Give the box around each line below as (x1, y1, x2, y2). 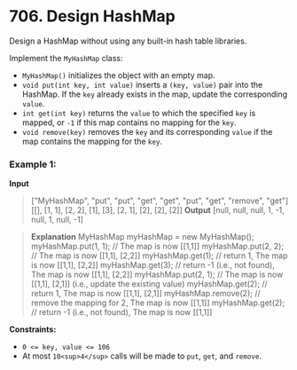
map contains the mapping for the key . (21, 136, 162, 146)
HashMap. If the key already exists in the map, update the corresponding (21, 89, 288, 99)
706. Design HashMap (9, 6, 176, 27)
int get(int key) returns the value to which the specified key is (21, 107, 256, 118)
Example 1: (9, 158, 57, 170)
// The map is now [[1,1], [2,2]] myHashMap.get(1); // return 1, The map (30, 250, 288, 261)
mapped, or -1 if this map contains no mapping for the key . (21, 117, 237, 128)
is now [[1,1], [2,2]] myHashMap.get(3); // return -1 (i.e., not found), (30, 260, 275, 271)
